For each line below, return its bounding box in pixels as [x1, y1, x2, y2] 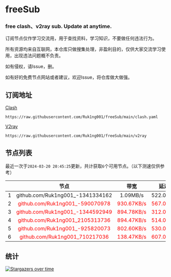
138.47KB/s [117, 234, 147, 241]
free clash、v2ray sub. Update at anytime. [5, 23, 112, 30]
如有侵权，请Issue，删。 [5, 63, 57, 70]
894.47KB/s [117, 217, 147, 224]
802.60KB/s [117, 225, 147, 232]
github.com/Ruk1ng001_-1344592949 [16, 209, 112, 216]
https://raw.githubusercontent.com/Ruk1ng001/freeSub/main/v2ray [5, 133, 147, 138]
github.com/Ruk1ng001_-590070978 [17, 200, 111, 207]
